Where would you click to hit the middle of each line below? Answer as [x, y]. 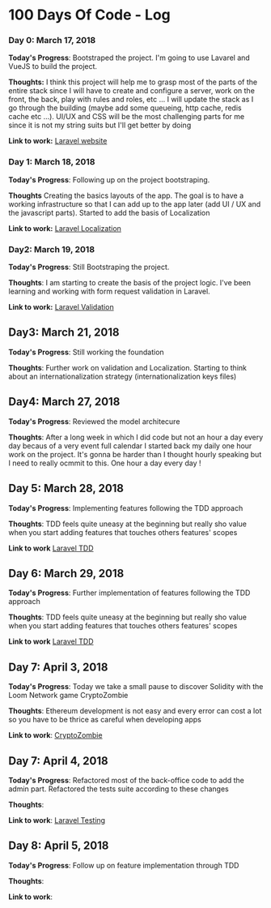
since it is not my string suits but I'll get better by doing [100, 125]
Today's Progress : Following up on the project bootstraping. [109, 179]
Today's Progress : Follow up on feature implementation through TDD [124, 865]
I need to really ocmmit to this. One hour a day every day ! [105, 463]
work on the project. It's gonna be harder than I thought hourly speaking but [135, 454]
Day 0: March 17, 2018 [52, 41]
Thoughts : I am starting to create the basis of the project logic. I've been [129, 283]
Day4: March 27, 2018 [64, 402]
